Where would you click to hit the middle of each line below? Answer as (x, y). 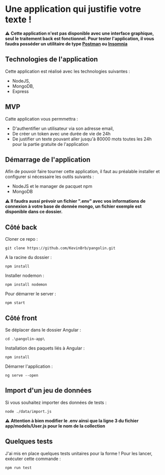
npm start (15, 303)
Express (20, 91)
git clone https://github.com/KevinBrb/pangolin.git (60, 248)
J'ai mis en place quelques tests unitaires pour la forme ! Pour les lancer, (79, 453)
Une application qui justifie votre (73, 9)
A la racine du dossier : (29, 258)
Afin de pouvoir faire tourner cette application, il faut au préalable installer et (82, 172)
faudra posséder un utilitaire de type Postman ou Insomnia (66, 43)
